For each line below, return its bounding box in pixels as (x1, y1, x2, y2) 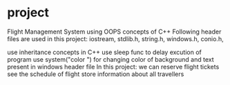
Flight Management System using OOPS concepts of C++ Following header (7, 27, 222, 36)
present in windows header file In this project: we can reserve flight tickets (7, 62, 220, 71)
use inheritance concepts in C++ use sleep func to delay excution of (7, 48, 202, 56)
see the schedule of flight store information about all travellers (7, 70, 184, 78)
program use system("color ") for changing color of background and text (7, 55, 214, 63)
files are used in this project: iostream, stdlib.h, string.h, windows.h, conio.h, (7, 34, 224, 42)
